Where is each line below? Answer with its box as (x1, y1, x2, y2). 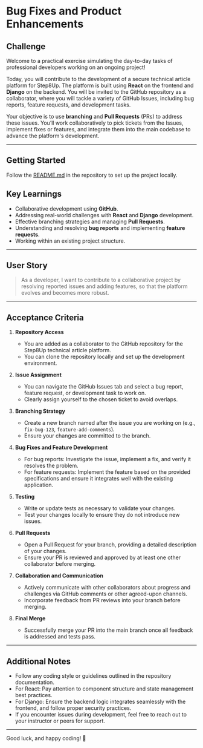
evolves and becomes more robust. (21, 289, 109, 297)
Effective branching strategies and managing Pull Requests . (14, 218, 165, 225)
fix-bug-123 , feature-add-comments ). (24, 425, 115, 433)
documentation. (14, 679, 54, 686)
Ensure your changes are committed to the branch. (24, 432, 151, 439)
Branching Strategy (14, 407, 65, 415)
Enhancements (6, 17, 84, 31)
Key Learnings (6, 189, 62, 199)
